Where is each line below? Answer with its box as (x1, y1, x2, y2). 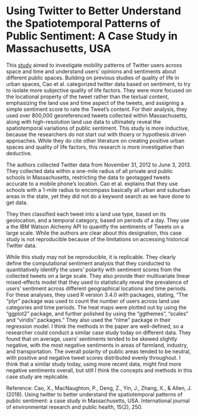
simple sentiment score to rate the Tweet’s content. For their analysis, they (6, 105, 187, 113)
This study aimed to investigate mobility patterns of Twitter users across (6, 61, 182, 69)
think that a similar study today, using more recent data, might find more (6, 360, 182, 367)
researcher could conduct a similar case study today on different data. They (6, 329, 191, 336)
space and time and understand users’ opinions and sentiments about (6, 68, 176, 75)
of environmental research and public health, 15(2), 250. (6, 403, 143, 410)
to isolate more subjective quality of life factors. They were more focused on (6, 87, 192, 94)
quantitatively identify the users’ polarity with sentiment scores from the (6, 265, 181, 273)
